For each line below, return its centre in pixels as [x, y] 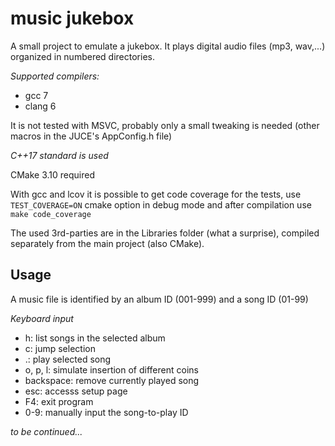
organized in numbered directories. [82, 56]
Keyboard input [42, 318]
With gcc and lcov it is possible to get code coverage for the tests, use [156, 194]
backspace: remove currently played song [112, 380]
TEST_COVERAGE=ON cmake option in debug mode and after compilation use [161, 204]
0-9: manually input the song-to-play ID [106, 412]
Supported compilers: [55, 76]
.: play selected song [68, 359]
